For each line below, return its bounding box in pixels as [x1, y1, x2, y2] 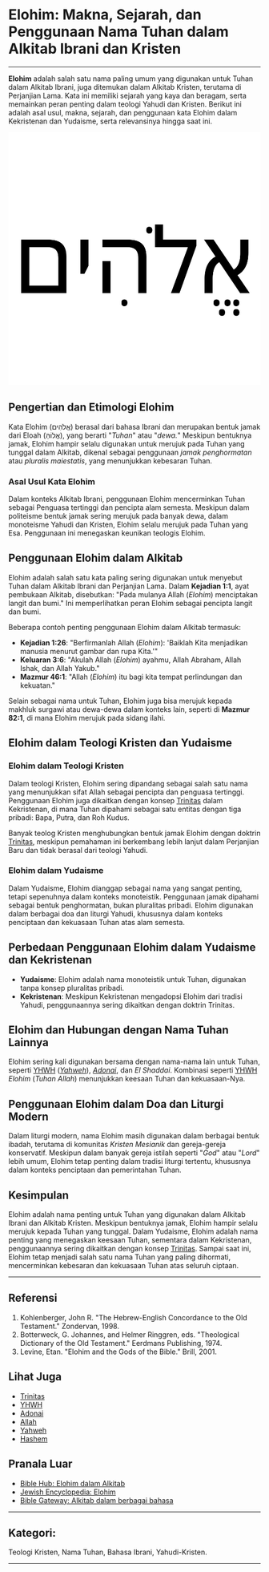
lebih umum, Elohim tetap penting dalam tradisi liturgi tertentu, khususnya [8, 1157, 251, 1166]
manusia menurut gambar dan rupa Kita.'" [19, 646, 159, 656]
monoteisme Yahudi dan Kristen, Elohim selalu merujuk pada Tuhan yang [8, 519, 248, 530]
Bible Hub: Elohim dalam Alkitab [19, 1478, 126, 1488]
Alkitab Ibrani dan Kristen [8, 40, 182, 58]
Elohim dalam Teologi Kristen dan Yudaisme [8, 736, 232, 750]
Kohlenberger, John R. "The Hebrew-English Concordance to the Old [19, 1312, 247, 1322]
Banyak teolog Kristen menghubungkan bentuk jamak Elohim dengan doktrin [8, 828, 261, 838]
